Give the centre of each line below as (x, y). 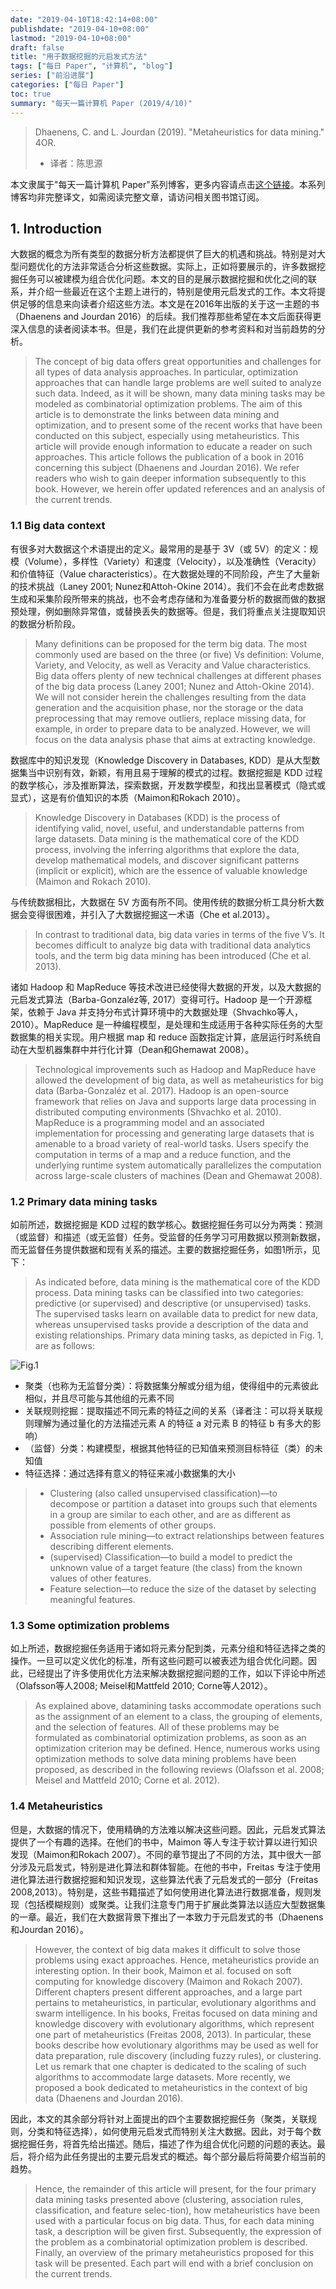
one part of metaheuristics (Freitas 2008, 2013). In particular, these (173, 2034)
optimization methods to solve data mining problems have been (165, 1759)
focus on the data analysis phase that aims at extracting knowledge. (175, 739)
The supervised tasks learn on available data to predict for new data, (176, 1313)
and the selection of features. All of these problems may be (157, 1727)
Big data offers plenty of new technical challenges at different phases (178, 675)
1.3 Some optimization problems (90, 1625)
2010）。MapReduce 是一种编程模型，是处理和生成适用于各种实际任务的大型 (166, 1024)
